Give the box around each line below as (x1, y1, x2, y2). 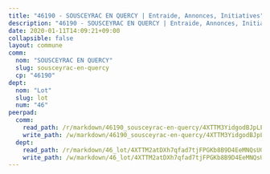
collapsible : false (8, 34, 74, 42)
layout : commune (8, 42, 63, 50)
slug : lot (15, 94, 48, 102)
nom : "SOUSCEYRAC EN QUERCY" (15, 57, 113, 65)
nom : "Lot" (15, 86, 52, 95)
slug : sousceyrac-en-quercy (15, 64, 110, 72)
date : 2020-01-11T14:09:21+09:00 (8, 26, 121, 34)
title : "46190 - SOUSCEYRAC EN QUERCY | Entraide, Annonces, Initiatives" (8, 11, 264, 20)
